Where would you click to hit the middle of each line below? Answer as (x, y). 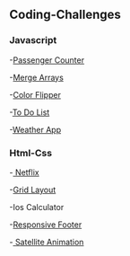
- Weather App (35, 129)
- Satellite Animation (47, 242)
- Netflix (24, 172)
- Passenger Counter (47, 60)
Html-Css (30, 153)
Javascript (33, 40)
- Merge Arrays (37, 77)
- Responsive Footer (46, 225)
